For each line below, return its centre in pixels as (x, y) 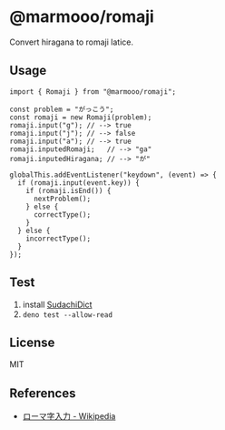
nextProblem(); (62, 199)
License (32, 342)
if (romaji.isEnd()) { (68, 190)
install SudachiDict (57, 304)
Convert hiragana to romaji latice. (72, 42)
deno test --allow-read (68, 315)
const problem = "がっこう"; (62, 109)
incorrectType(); (59, 239)
